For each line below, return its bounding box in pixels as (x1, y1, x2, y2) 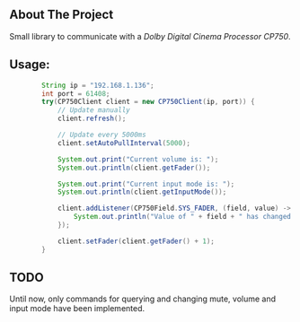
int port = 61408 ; (41, 89, 110, 98)
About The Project (9, 7, 114, 22)
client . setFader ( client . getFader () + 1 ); (57, 237, 216, 246)
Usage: (9, 57, 51, 73)
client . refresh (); (57, 114, 127, 124)
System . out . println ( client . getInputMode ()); (57, 187, 227, 196)
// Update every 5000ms (57, 130, 146, 139)
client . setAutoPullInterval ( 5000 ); (57, 138, 191, 147)
